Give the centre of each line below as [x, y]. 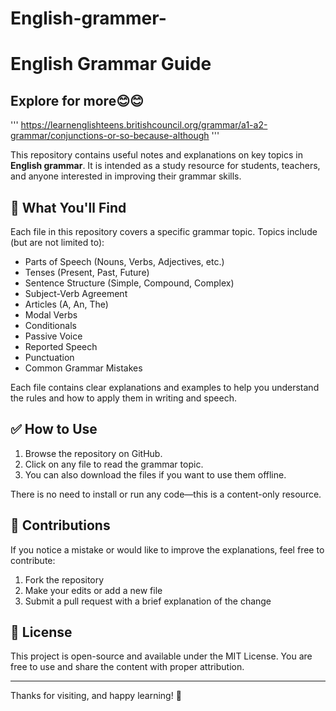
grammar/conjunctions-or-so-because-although [110, 136]
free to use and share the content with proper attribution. [127, 667]
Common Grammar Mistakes [83, 368]
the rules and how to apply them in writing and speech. [123, 398]
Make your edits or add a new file [93, 590]
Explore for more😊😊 [77, 100]
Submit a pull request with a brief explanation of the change [148, 601]
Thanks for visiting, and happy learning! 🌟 [96, 696]
